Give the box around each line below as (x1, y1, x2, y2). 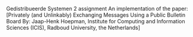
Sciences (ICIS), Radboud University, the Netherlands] (6, 24, 141, 31)
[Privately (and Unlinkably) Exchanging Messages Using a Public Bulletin (6, 11, 186, 18)
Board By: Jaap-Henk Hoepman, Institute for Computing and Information (6, 18, 185, 24)
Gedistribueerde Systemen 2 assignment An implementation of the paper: (6, 5, 188, 12)
